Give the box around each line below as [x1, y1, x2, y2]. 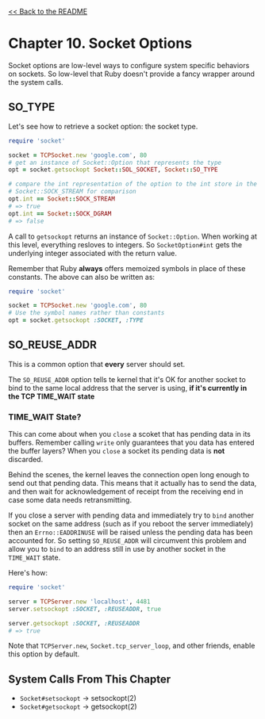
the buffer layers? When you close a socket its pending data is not [8, 446, 225, 456]
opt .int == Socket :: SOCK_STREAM [8, 195, 115, 203]
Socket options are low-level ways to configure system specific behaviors [8, 60, 250, 70]
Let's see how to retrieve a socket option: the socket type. [8, 121, 198, 131]
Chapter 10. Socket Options [8, 35, 193, 52]
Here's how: [8, 568, 48, 578]
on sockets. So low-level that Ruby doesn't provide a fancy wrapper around [8, 69, 255, 78]
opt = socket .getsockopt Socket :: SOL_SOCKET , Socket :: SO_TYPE [8, 166, 218, 174]
